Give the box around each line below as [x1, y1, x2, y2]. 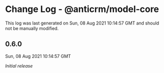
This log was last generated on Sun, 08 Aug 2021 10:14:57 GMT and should [5, 20, 160, 26]
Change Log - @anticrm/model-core [5, 3, 160, 15]
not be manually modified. [5, 25, 59, 31]
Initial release [5, 62, 33, 68]
